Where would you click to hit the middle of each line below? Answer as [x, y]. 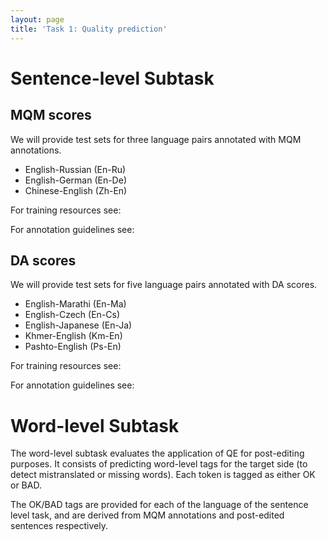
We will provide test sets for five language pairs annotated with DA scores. [164, 285]
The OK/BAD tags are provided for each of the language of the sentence [159, 505]
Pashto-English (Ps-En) [73, 347]
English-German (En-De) [75, 180]
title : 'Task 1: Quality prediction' [89, 29]
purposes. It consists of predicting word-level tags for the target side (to [159, 464]
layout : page [37, 19]
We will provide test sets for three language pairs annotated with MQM [156, 139]
